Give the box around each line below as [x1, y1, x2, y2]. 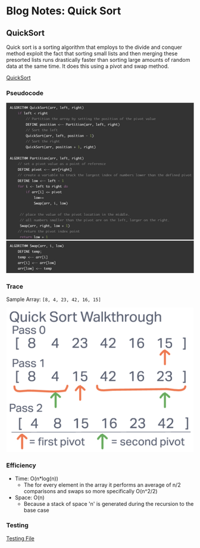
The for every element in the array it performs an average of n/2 [23, 481, 181, 488]
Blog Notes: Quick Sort [6, 4, 121, 18]
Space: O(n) [14, 494, 45, 501]
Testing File [6, 534, 35, 542]
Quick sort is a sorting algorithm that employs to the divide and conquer [6, 43, 183, 51]
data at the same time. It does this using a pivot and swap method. [6, 62, 169, 70]
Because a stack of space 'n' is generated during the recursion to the [23, 500, 194, 507]
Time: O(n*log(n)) [14, 475, 58, 482]
